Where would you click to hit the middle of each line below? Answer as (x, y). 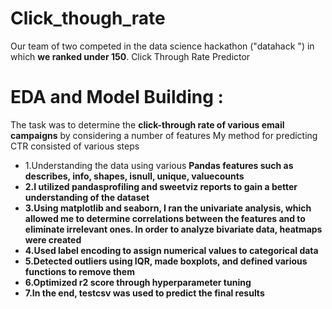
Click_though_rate (88, 18)
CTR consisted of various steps (75, 146)
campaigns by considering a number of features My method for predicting (164, 135)
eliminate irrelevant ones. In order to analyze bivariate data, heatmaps (173, 229)
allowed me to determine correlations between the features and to (165, 218)
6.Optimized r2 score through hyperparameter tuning (138, 282)
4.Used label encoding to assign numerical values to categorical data (171, 250)
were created (53, 239)
